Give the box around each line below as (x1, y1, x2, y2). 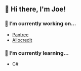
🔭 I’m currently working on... (5, 20, 76, 27)
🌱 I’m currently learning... (5, 49, 69, 56)
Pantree (12, 31, 29, 38)
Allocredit (12, 37, 32, 43)
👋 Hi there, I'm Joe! (5, 5, 66, 14)
